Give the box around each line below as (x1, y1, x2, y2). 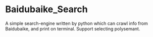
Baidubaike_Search (5, 4, 88, 15)
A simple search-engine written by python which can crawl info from (5, 20, 148, 26)
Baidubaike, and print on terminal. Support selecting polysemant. (5, 25, 140, 31)
